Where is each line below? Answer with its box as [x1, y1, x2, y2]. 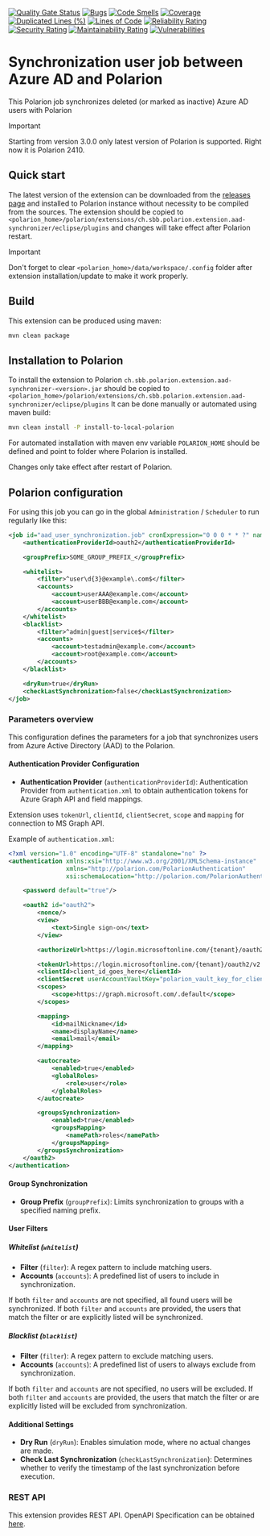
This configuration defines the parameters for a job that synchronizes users [8, 732, 259, 742]
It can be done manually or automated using [111, 399, 257, 409]
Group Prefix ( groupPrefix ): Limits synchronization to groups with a [19, 1197, 244, 1206]
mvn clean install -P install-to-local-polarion [8, 423, 174, 431]
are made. [19, 1446, 54, 1455]
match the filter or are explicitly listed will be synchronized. [8, 1313, 203, 1322]
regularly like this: [8, 515, 67, 525]
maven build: [8, 408, 51, 418]
